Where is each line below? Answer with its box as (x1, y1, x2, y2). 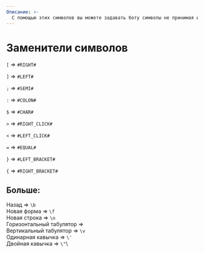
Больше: (6, 185, 41, 195)
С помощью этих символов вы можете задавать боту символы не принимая (12, 15, 194, 21)
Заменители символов (6, 41, 129, 55)
